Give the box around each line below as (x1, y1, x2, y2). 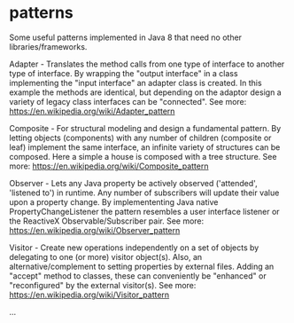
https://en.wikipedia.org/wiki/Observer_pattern (9, 225, 181, 235)
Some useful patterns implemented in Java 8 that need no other (9, 32, 242, 43)
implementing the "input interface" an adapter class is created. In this (9, 77, 263, 88)
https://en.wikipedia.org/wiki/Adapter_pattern (9, 106, 175, 116)
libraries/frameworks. (9, 41, 88, 51)
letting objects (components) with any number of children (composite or (9, 132, 272, 143)
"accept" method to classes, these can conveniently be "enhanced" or (9, 270, 267, 281)
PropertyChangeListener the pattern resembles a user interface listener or (9, 206, 281, 217)
